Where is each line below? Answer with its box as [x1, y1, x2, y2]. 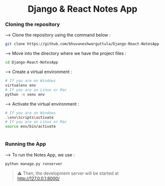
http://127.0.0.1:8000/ [17, 175, 60, 181]
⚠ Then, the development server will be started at [17, 170, 119, 176]
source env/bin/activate [5, 124, 56, 129]
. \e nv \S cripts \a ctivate [5, 115, 54, 120]
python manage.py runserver [5, 161, 63, 166]
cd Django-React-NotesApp [5, 60, 58, 65]
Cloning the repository [5, 21, 60, 28]
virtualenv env [5, 83, 36, 88]
